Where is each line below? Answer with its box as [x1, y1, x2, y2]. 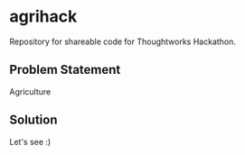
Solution [9, 113, 58, 128]
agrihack [9, 6, 78, 27]
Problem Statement [9, 62, 121, 77]
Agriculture [9, 86, 52, 96]
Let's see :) [9, 136, 52, 147]
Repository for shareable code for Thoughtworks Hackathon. [9, 36, 237, 47]
